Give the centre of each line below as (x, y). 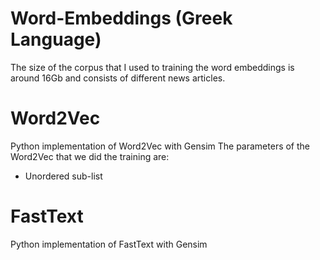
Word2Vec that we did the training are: (90, 156)
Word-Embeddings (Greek (121, 18)
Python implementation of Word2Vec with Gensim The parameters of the (160, 146)
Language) (56, 39)
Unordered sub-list (63, 176)
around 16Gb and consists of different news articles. (118, 78)
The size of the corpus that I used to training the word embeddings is (152, 67)
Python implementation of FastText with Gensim (109, 244)
